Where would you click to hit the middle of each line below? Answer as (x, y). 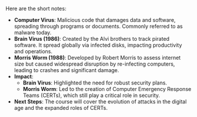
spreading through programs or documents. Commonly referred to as (98, 26)
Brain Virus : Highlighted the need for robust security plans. (95, 83)
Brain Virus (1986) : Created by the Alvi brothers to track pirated (92, 39)
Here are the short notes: (36, 9)
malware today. (33, 32)
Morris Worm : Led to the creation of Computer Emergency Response (107, 89)
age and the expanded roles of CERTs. (61, 108)
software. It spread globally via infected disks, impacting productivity (98, 45)
